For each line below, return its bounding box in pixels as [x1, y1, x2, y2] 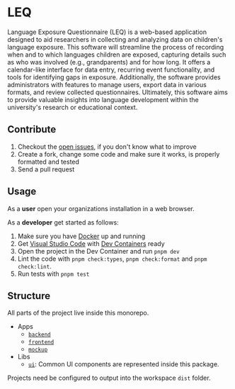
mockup [28, 346, 48, 354]
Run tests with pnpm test [17, 269, 90, 278]
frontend [28, 339, 55, 346]
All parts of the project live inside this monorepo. [7, 309, 149, 317]
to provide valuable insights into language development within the [7, 95, 200, 103]
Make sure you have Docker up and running [17, 232, 146, 240]
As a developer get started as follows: [7, 218, 119, 227]
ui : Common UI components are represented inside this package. [28, 360, 219, 368]
